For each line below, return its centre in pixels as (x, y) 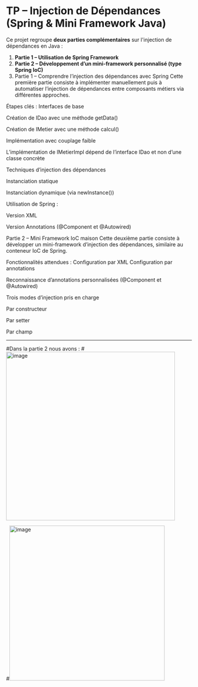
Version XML (22, 215)
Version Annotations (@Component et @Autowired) (69, 227)
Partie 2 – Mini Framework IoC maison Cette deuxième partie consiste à (93, 238)
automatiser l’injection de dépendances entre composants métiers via (99, 88)
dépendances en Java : (34, 46)
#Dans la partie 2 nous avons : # (45, 348)
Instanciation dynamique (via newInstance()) (60, 192)
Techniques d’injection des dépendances (56, 170)
